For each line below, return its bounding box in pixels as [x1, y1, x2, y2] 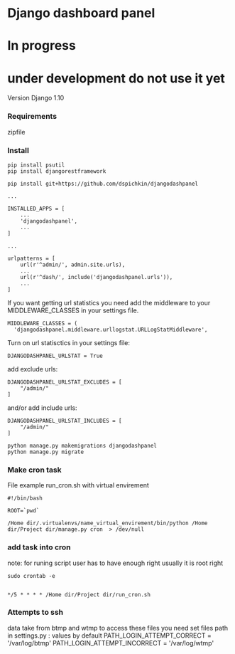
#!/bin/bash [7, 495, 43, 502]
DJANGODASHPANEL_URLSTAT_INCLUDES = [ [7, 417, 122, 424]
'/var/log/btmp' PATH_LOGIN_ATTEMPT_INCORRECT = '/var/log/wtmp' [7, 638, 214, 647]
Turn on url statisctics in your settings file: [7, 338, 130, 347]
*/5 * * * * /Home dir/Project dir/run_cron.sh [7, 591, 151, 598]
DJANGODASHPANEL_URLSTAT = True [7, 352, 103, 359]
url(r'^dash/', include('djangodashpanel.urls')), [20, 273, 173, 280]
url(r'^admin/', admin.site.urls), [20, 261, 126, 268]
